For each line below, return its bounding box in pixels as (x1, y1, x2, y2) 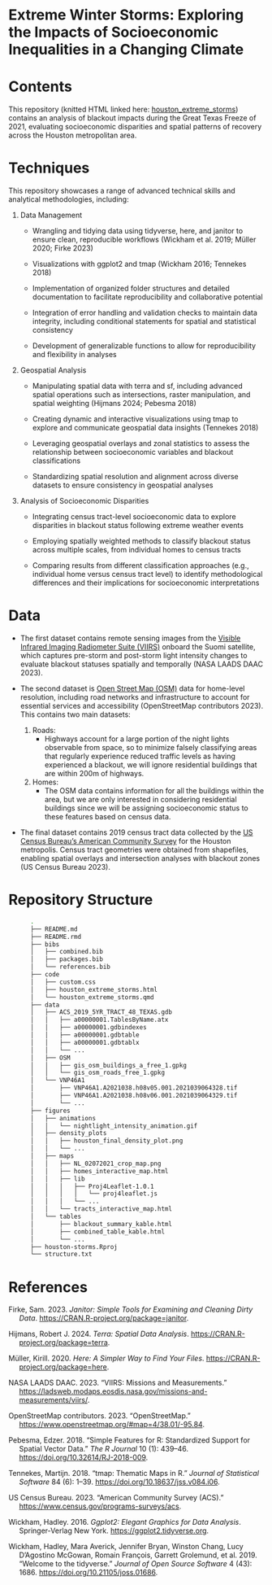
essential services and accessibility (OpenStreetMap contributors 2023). (19, 701, 264, 710)
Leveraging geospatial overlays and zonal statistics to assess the (32, 439, 250, 448)
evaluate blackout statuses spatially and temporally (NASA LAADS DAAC (19, 659, 264, 669)
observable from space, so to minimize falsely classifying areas (44, 743, 257, 752)
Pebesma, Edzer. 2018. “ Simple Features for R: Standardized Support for (8, 1435, 250, 1445)
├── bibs (29, 940, 60, 949)
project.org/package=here (19, 1362, 107, 1372)
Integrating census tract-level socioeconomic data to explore (32, 512, 237, 522)
